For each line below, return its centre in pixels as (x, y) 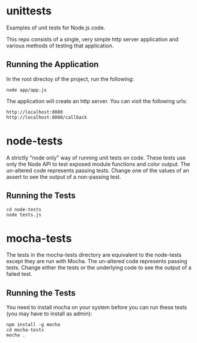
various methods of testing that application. (60, 46)
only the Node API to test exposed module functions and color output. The (98, 164)
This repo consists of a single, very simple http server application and (92, 39)
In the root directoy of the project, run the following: (70, 79)
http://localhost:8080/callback (47, 117)
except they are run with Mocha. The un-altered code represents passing (97, 261)
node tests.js (24, 215)
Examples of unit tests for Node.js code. (56, 28)
